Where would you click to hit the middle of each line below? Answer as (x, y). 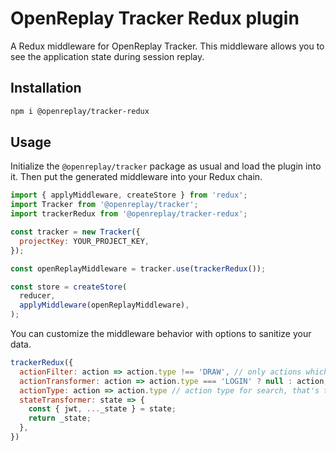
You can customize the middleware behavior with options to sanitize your (161, 334)
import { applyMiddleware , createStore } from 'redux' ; (129, 195)
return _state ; (60, 418)
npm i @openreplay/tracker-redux (80, 111)
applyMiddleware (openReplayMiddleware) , (104, 305)
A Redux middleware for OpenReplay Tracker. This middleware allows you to (167, 46)
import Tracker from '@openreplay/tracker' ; (104, 205)
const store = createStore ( (69, 287)
